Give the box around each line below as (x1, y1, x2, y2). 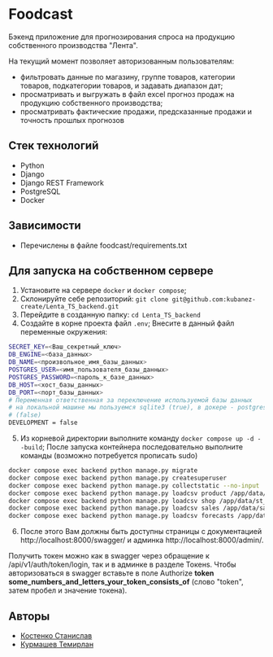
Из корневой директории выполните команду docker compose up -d (19, 433, 254, 443)
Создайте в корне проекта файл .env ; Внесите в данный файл (19, 318, 235, 328)
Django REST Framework (19, 177, 104, 187)
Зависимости (8, 219, 81, 233)
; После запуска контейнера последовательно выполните (41, 442, 244, 452)
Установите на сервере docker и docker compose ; (19, 286, 187, 296)
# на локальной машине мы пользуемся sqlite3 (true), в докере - (8, 404, 234, 412)
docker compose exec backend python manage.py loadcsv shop (8, 497, 217, 505)
